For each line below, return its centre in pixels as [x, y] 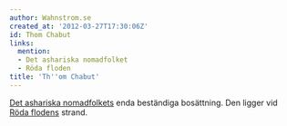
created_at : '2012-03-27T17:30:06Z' [79, 26]
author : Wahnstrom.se [51, 18]
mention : [34, 52]
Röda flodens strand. [49, 112]
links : [22, 43]
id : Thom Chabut [40, 34]
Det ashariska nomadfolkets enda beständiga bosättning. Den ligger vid [143, 102]
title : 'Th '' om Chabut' [55, 77]
